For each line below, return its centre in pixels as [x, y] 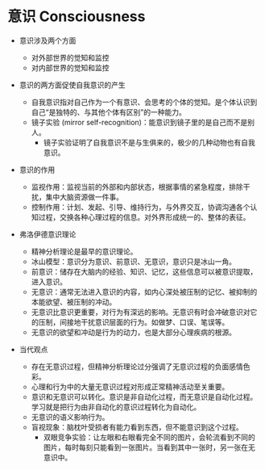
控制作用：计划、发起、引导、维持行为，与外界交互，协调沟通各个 [141, 207]
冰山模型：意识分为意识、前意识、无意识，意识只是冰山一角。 [134, 261]
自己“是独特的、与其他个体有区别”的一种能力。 [108, 112]
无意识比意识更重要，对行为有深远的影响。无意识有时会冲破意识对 [141, 312]
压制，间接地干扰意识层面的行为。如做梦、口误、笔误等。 [134, 322]
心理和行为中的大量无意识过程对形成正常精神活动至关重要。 [130, 386]
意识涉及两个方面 [48, 40]
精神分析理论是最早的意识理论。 [84, 251]
